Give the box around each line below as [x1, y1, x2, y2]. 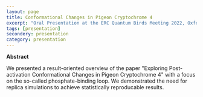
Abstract [6, 53, 29, 60]
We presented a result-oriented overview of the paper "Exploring [6, 65, 168, 72]
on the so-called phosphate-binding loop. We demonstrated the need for [6, 77, 187, 84]
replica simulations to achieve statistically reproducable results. [6, 84, 164, 90]
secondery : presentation [6, 31, 69, 37]
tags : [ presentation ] [6, 25, 61, 32]
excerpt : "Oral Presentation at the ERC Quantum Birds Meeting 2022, [6, 20, 185, 26]
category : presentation [6, 37, 66, 43]
